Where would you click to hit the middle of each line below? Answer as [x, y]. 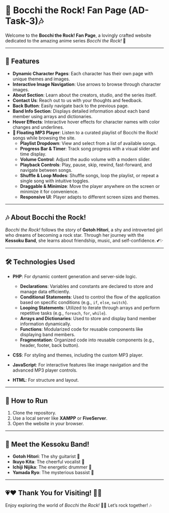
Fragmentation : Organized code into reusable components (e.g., [87, 340]
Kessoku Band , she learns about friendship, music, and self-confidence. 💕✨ [84, 240]
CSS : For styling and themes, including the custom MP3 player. [78, 355]
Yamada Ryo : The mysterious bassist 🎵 [53, 472]
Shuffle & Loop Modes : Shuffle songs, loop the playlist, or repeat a [89, 175]
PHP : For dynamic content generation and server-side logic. [75, 277]
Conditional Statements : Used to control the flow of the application [90, 297]
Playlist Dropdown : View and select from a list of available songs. [88, 143]
